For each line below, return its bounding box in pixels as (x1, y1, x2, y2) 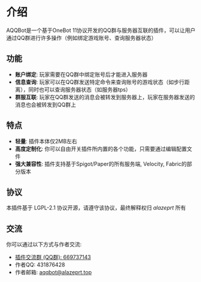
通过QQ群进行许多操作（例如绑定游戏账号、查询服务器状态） (6, 34, 157, 41)
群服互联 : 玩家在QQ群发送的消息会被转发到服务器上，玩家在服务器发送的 (14, 93, 196, 100)
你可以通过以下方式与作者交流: (6, 241, 82, 248)
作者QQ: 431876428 (14, 261, 65, 269)
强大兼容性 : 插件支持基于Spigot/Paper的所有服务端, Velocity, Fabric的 (14, 160, 187, 167)
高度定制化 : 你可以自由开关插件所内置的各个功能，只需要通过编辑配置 (14, 145, 187, 152)
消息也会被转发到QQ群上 (14, 101, 76, 108)
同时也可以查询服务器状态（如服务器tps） (28, 86, 131, 93)
